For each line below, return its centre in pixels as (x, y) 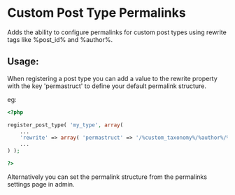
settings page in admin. (41, 184)
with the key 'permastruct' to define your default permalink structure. (107, 86)
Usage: (23, 62)
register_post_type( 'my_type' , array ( (65, 125)
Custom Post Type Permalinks (97, 13)
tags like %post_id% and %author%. (60, 39)
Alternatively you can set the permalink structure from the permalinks (107, 177)
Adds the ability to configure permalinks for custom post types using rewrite (117, 32)
